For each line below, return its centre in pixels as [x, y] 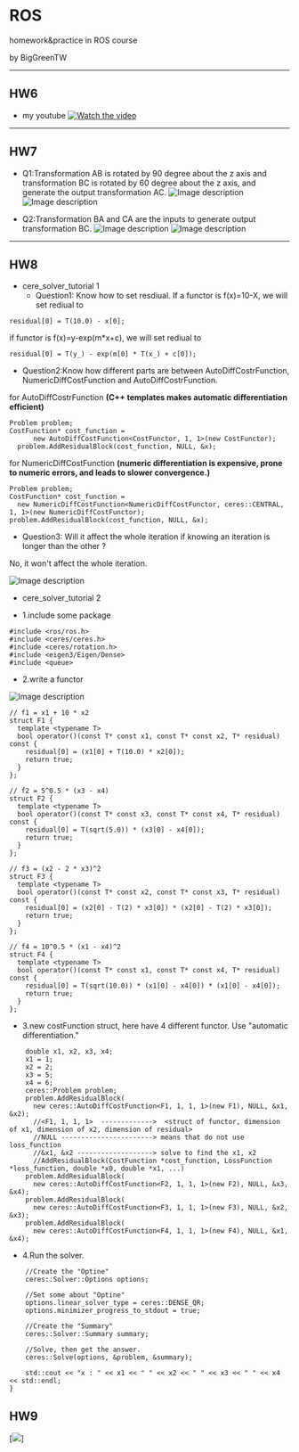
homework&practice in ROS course [73, 40]
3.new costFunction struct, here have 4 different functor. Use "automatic [155, 1026]
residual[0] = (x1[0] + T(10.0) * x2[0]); [105, 752]
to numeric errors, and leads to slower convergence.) [110, 472]
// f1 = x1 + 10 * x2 [49, 713]
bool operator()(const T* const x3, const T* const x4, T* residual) [149, 815]
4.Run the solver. [53, 1255]
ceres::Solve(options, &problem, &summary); [109, 1358]
